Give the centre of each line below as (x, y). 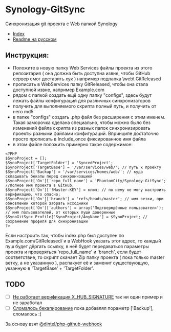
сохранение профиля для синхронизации (47, 221)
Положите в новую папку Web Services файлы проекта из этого (82, 67)
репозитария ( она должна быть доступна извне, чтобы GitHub (81, 73)
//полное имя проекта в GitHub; (40, 185)
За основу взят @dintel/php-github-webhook (54, 324)
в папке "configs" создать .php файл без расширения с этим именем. (89, 117)
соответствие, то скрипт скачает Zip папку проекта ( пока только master (85, 257)
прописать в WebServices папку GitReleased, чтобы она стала (80, 84)
